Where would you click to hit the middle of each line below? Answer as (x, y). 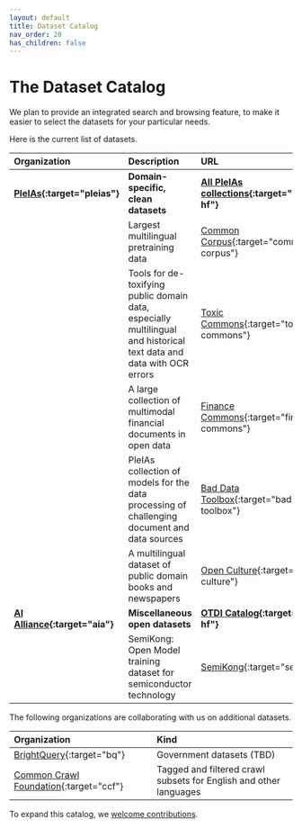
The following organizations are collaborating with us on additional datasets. (151, 717)
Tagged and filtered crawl (211, 769)
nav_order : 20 (36, 34)
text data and (156, 352)
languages (179, 792)
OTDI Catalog (230, 613)
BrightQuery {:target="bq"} (70, 755)
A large (143, 390)
